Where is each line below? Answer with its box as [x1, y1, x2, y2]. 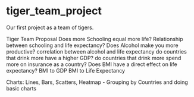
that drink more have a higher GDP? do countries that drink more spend [6, 54, 182, 61]
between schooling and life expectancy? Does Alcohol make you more [6, 42, 179, 49]
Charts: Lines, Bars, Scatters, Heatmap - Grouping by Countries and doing [6, 79, 189, 86]
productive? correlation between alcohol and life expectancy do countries [6, 48, 187, 55]
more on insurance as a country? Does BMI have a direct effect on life [6, 61, 177, 68]
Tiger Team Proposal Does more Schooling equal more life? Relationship [6, 35, 183, 42]
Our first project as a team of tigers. [6, 24, 94, 31]
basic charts [6, 85, 37, 92]
